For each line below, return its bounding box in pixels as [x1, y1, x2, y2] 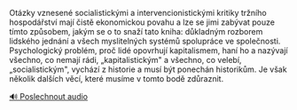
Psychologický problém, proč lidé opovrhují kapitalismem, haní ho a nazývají [9, 45, 288, 56]
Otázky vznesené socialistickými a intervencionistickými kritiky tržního [9, 8, 268, 18]
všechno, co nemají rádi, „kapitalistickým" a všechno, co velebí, [9, 55, 242, 65]
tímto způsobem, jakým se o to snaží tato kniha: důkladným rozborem [9, 27, 263, 36]
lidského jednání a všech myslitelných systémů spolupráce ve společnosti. [9, 35, 281, 46]
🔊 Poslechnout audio [9, 91, 89, 101]
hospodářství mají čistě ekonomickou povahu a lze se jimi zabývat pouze [9, 17, 275, 27]
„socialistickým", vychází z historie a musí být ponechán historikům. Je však [9, 64, 287, 75]
